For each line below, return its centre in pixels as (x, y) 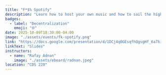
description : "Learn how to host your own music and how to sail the (78, 14)
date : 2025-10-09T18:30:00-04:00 (40, 33)
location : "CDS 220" (26, 65)
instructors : (19, 51)
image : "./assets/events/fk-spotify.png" (48, 37)
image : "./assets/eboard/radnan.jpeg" (54, 60)
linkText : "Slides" (25, 46)
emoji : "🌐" (25, 28)
